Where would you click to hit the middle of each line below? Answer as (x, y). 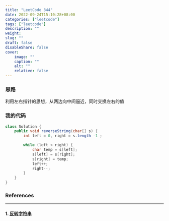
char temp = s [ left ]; (55, 150)
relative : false (31, 71)
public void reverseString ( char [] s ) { (56, 131)
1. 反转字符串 (18, 213)
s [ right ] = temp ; (50, 159)
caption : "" (27, 62)
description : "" (22, 29)
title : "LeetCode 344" (29, 10)
